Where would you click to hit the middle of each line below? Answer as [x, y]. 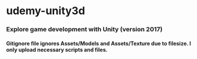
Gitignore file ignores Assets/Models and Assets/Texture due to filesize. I [99, 43]
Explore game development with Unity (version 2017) [84, 29]
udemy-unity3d [46, 11]
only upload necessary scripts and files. [57, 50]
